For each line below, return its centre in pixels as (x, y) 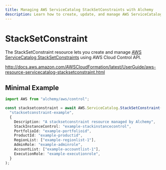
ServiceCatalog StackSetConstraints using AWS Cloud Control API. (73, 58)
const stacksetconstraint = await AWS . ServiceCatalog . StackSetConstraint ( (84, 108)
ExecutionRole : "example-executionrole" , (57, 154)
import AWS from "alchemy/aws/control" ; (47, 99)
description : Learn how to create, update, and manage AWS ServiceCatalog (84, 14)
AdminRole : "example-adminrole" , (48, 145)
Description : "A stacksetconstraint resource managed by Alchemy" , (85, 122)
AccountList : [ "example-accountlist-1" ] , (57, 149)
